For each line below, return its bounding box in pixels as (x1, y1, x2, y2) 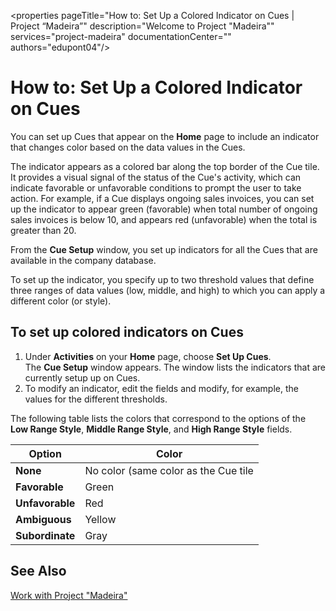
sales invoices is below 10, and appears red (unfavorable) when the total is (10, 213, 318, 225)
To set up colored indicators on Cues (10, 324, 244, 341)
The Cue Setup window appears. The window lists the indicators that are (24, 361, 326, 373)
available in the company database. (10, 254, 157, 266)
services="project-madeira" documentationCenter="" (10, 31, 232, 42)
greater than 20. (10, 224, 77, 236)
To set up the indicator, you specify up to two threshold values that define (10, 273, 315, 285)
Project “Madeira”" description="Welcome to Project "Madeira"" (10, 20, 275, 32)
